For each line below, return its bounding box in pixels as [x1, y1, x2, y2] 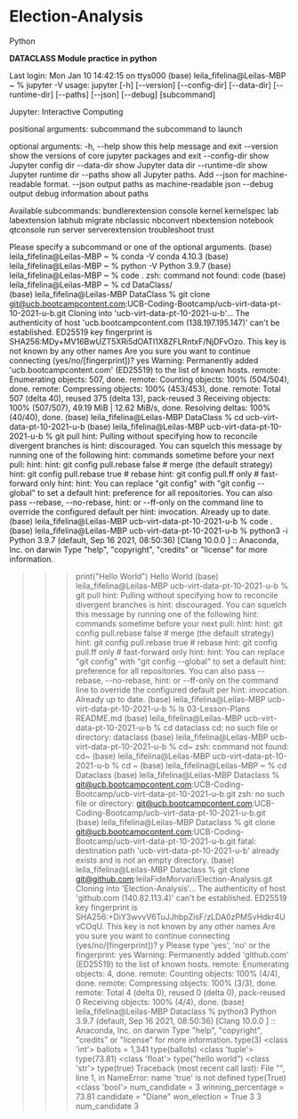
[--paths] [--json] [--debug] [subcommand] [54, 89, 216, 100]
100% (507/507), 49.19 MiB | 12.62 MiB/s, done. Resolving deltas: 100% [9, 402, 271, 413]
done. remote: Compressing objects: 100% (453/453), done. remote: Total [9, 383, 282, 393]
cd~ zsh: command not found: [178, 741, 289, 751]
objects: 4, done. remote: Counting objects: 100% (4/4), [75, 968, 280, 978]
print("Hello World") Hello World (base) [75, 571, 220, 581]
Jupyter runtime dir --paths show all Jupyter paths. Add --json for [9, 169, 251, 180]
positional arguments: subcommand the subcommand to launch [9, 123, 243, 134]
